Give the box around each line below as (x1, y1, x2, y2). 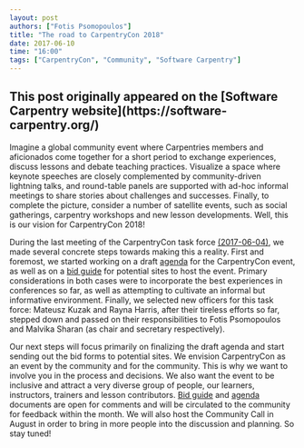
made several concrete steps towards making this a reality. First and (9, 246, 265, 257)
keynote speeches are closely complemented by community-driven (9, 170, 261, 182)
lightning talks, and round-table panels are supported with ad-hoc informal (9, 180, 289, 191)
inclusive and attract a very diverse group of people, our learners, (9, 379, 256, 391)
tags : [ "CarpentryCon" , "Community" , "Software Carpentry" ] (9, 55, 242, 65)
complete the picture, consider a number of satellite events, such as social (9, 199, 288, 210)
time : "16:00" (9, 47, 64, 56)
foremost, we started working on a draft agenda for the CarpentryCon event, (9, 255, 296, 266)
